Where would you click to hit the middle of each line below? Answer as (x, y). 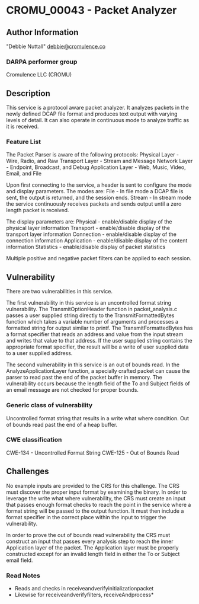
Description (28, 93)
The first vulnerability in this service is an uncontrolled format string (89, 303)
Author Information (42, 32)
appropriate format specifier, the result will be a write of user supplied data (97, 347)
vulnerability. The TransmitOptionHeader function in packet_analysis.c (92, 309)
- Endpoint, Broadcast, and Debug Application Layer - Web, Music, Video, (96, 167)
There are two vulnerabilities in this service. (59, 292)
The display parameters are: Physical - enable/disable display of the (89, 222)
